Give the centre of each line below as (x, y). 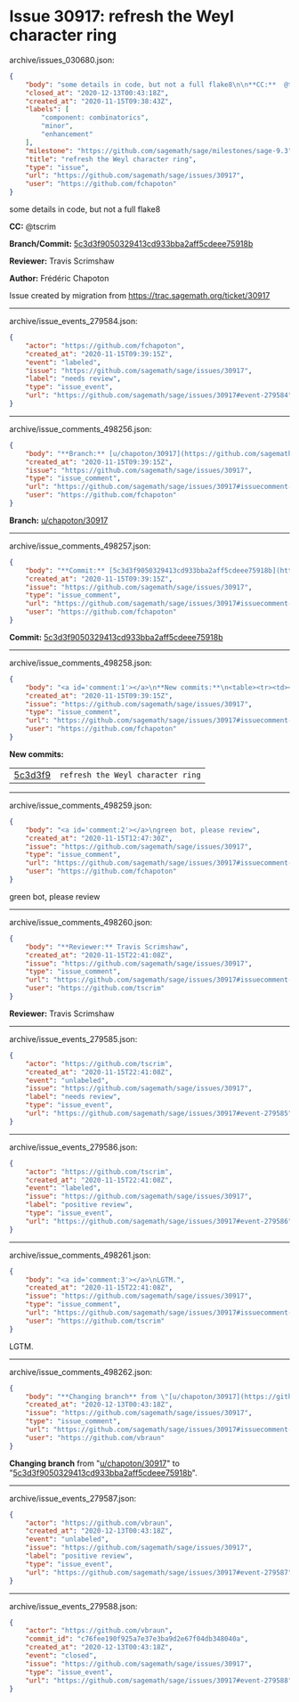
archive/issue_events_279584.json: (73, 322)
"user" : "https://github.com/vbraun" (95, 1437)
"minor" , (57, 126)
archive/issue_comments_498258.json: (81, 663)
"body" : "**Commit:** (65, 570)
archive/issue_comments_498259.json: (81, 805)
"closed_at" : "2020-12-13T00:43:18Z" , (97, 93)
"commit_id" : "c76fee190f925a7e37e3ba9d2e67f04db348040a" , (137, 1639)
